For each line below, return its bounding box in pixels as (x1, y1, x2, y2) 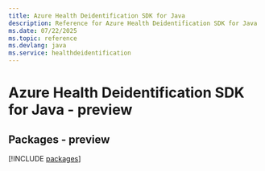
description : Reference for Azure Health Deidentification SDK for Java (8, 19, 258, 27)
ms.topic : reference (8, 34, 78, 43)
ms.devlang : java (8, 42, 67, 50)
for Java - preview (8, 101, 133, 119)
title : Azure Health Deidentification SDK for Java (8, 11, 185, 20)
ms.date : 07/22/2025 (8, 26, 78, 35)
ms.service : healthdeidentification (8, 49, 131, 57)
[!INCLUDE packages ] (8, 154, 81, 163)
